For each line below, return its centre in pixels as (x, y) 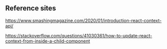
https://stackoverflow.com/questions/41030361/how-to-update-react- (79, 35)
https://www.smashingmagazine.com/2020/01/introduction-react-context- (83, 20)
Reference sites (31, 8)
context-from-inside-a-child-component (48, 41)
